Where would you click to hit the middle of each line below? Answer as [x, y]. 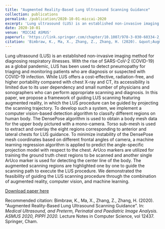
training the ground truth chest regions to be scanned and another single [79, 155]
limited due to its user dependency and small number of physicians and [77, 87]
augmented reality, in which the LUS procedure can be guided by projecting [82, 103]
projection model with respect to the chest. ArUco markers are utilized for [80, 150]
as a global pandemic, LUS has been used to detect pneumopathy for [75, 66]
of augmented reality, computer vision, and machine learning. [67, 181]
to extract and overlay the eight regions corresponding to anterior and [76, 129]
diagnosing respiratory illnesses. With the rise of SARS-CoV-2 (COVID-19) [80, 61]
